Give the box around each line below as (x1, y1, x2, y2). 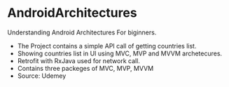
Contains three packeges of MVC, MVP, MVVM (17, 64, 154, 72)
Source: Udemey (17, 72, 67, 80)
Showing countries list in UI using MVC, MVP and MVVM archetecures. (17, 49, 223, 58)
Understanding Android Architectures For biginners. (7, 28, 157, 36)
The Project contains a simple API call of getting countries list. (17, 41, 197, 50)
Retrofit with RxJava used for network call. (17, 56, 140, 65)
